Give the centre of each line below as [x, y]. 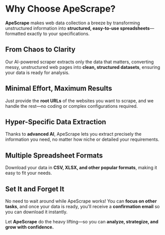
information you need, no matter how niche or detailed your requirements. [82, 139]
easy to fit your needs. [29, 173]
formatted [16, 33]
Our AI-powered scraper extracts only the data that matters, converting [80, 62]
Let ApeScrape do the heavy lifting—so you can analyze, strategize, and [82, 222]
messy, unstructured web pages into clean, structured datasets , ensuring [83, 67]
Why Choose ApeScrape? [60, 9]
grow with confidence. [30, 227]
